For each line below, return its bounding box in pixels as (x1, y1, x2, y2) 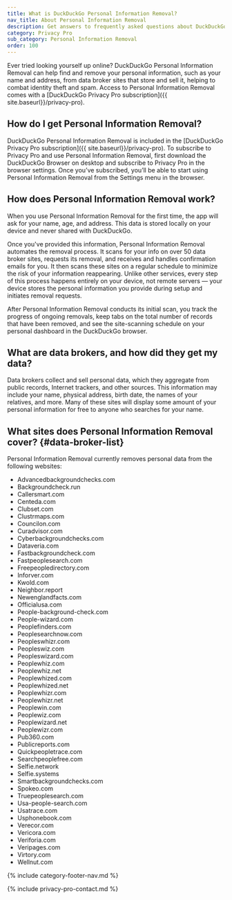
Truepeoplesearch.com (17, 792, 84, 800)
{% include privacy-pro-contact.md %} (7, 885, 119, 893)
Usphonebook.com (17, 814, 72, 822)
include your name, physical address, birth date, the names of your (7, 390, 198, 399)
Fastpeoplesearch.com (17, 557, 83, 565)
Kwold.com (17, 579, 50, 587)
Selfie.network (17, 762, 59, 771)
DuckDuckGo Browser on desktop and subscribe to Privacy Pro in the (7, 159, 205, 167)
